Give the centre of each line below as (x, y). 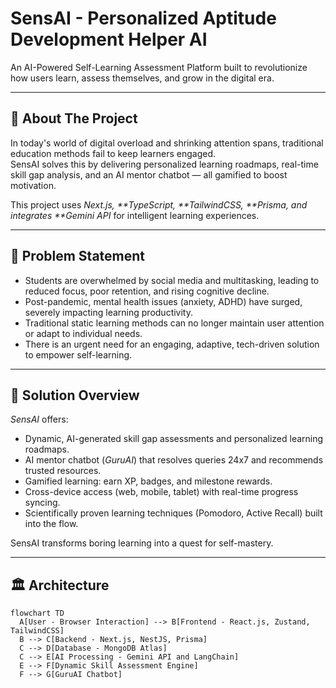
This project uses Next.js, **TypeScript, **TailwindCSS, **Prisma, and (159, 204)
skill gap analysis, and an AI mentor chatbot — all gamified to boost (149, 174)
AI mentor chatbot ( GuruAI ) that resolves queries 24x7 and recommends (174, 460)
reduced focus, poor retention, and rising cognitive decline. (147, 291)
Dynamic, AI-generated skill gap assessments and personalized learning (174, 439)
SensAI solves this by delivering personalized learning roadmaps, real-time (164, 164)
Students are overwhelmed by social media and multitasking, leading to (172, 280)
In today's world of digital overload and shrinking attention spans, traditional (167, 143)
